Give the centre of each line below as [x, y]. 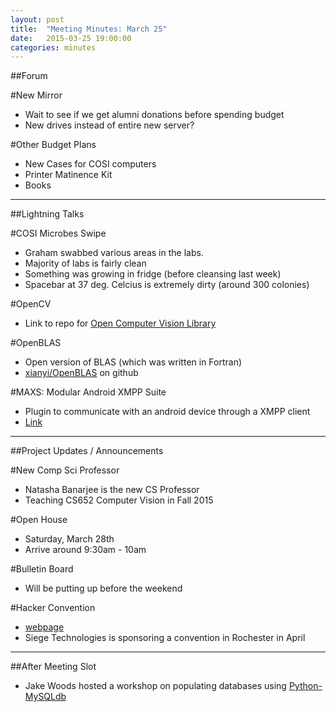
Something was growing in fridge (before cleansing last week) [153, 274]
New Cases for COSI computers [90, 164]
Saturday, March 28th [69, 539]
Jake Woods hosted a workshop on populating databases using [155, 686]
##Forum [29, 76]
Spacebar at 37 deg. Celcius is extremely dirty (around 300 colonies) [167, 285]
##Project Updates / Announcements [87, 451]
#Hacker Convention [53, 608]
